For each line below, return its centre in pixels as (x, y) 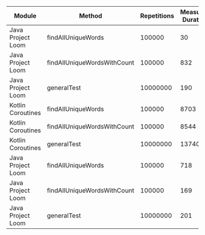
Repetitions (157, 16)
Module (25, 16)
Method (91, 16)
